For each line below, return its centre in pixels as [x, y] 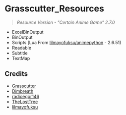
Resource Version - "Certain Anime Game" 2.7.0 [66, 22]
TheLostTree [25, 102]
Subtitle [20, 53]
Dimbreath [23, 91]
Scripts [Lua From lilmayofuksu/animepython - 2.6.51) [66, 42]
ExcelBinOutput [28, 32]
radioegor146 [26, 96]
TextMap [21, 58]
